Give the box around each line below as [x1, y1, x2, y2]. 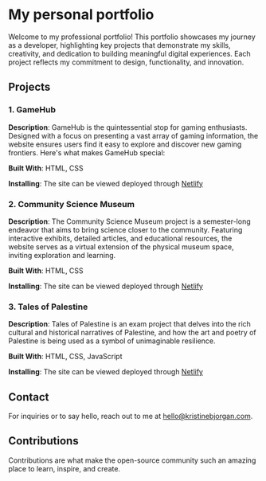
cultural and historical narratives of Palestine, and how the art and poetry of [8, 328, 256, 338]
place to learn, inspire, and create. [8, 463, 121, 473]
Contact [8, 390, 49, 404]
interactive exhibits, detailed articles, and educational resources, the [8, 233, 233, 243]
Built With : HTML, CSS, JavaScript [8, 352, 123, 362]
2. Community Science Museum [8, 198, 135, 209]
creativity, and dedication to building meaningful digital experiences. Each [8, 49, 251, 58]
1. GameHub [8, 104, 57, 115]
